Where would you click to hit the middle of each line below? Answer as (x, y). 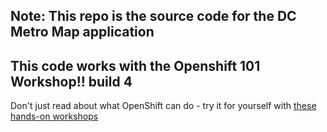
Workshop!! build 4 (71, 81)
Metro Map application (82, 32)
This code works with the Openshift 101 (135, 65)
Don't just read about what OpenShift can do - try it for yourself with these (163, 106)
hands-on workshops (54, 116)
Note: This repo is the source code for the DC (153, 16)
